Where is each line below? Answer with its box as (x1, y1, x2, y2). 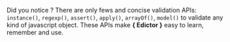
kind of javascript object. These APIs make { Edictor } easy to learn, (6, 21, 204, 29)
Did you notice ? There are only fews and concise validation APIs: (6, 6, 197, 14)
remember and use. (6, 28, 64, 36)
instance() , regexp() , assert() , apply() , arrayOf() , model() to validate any (6, 13, 224, 22)
